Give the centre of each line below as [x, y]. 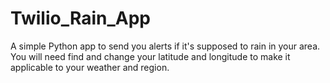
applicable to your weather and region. [90, 67]
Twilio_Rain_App [81, 18]
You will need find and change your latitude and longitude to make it [150, 56]
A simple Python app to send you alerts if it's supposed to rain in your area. [165, 46]
